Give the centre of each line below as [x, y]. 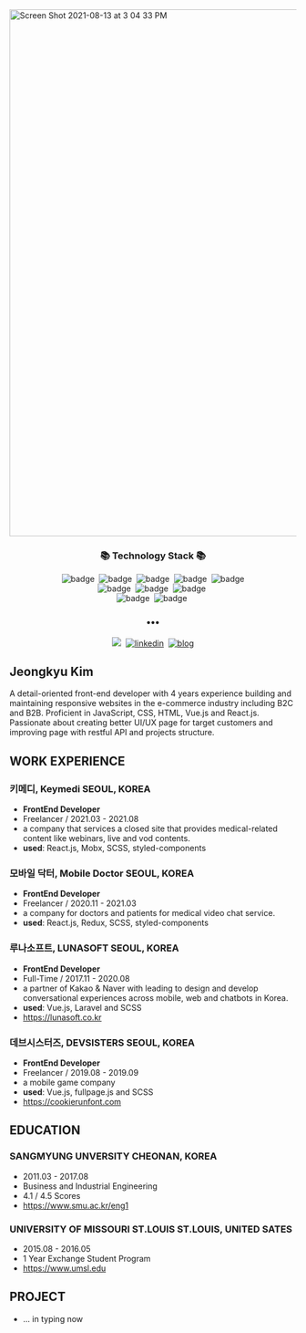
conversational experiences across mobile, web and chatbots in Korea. [155, 997]
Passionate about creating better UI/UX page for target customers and [141, 723]
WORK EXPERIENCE [67, 761]
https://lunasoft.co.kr [62, 1017]
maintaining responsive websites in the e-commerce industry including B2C [152, 703]
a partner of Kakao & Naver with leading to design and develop [140, 988]
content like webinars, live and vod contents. [107, 838]
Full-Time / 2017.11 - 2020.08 [76, 978]
